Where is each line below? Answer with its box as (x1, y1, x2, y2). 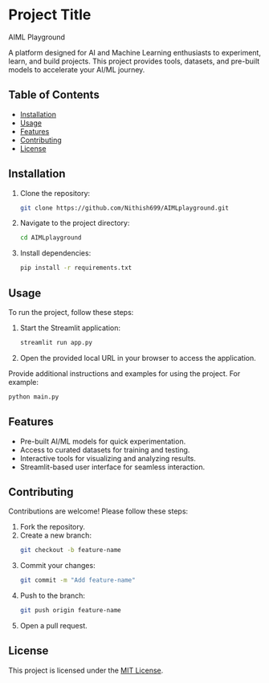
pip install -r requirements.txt (19, 264, 132, 272)
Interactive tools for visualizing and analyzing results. (19, 453, 197, 463)
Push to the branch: (19, 591, 86, 600)
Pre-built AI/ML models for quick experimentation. (19, 436, 186, 446)
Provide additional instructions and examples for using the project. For (8, 368, 241, 378)
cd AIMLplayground (19, 234, 82, 242)
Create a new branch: (19, 530, 92, 540)
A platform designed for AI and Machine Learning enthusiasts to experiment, (8, 47, 261, 57)
